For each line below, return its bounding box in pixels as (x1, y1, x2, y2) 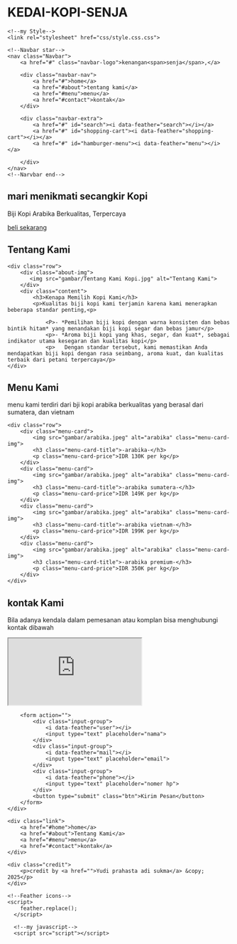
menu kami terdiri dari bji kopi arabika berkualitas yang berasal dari (7, 400, 204, 409)
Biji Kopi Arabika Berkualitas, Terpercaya (7, 209, 126, 218)
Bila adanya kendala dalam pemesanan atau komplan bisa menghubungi (7, 616, 219, 624)
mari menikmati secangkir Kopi (7, 190, 148, 203)
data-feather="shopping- (140, 127, 214, 135)
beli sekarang (7, 223, 48, 231)
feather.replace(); (20, 905, 78, 912)
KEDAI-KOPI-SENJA (7, 4, 128, 21)
